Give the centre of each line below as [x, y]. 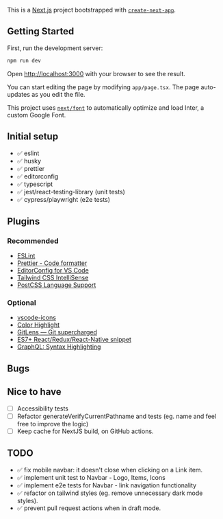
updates [19, 94]
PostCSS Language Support [56, 285]
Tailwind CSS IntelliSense [53, 278]
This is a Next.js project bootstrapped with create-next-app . [92, 10]
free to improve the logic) [53, 424]
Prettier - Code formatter [52, 263]
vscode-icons [37, 318]
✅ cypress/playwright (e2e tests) [64, 199]
